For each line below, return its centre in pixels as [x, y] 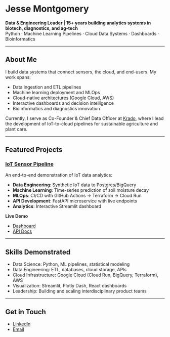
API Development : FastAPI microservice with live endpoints [75, 201]
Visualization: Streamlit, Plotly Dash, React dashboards [70, 286]
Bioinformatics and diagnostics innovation [56, 108]
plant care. [16, 129]
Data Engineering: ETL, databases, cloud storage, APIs [70, 270]
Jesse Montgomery [47, 9]
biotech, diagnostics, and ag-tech [42, 28]
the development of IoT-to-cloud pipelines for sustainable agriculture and [82, 123]
